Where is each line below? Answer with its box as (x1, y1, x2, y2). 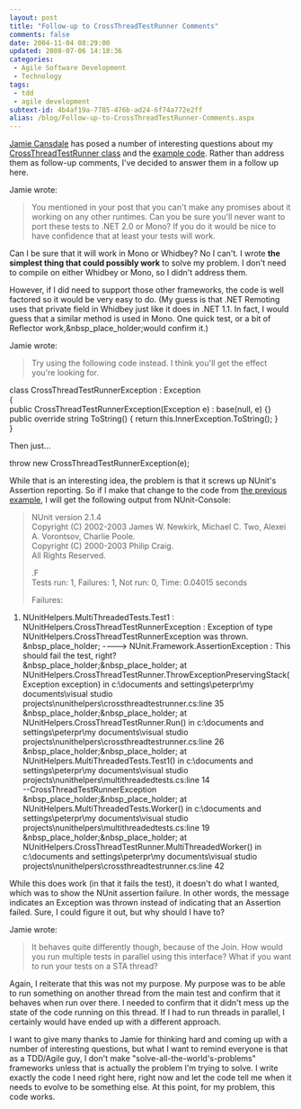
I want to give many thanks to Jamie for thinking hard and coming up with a (9, 1034, 288, 1045)
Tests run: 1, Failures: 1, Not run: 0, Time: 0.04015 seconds (31, 577, 248, 588)
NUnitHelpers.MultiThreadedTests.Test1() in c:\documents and (22, 755, 253, 766)
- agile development (13, 96, 91, 106)
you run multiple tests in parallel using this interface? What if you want (31, 951, 292, 962)
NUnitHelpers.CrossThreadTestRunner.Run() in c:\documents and (22, 717, 264, 728)
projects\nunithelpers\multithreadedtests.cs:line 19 (22, 823, 210, 834)
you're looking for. (31, 367, 100, 378)
